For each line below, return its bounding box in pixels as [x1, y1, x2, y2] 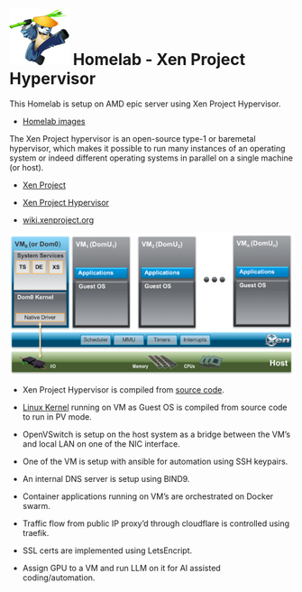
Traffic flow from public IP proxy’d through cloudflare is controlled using [22, 518, 290, 529]
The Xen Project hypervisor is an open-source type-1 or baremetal [9, 133, 256, 143]
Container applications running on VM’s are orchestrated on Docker [22, 491, 274, 502]
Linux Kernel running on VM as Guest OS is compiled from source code [22, 402, 288, 412]
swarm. [22, 500, 51, 511]
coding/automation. [22, 572, 96, 583]
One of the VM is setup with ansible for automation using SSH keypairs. [22, 456, 288, 467]
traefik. [22, 527, 50, 538]
